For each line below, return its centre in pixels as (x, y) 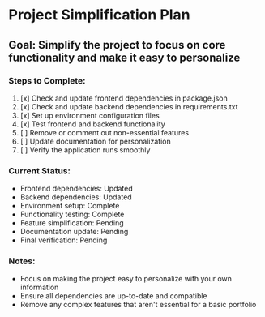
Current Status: (40, 170)
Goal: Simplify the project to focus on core (117, 45)
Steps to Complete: (47, 80)
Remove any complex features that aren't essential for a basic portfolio (138, 305)
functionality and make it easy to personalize (124, 57)
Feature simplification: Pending (72, 223)
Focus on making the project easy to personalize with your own (126, 279)
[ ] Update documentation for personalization (96, 141)
